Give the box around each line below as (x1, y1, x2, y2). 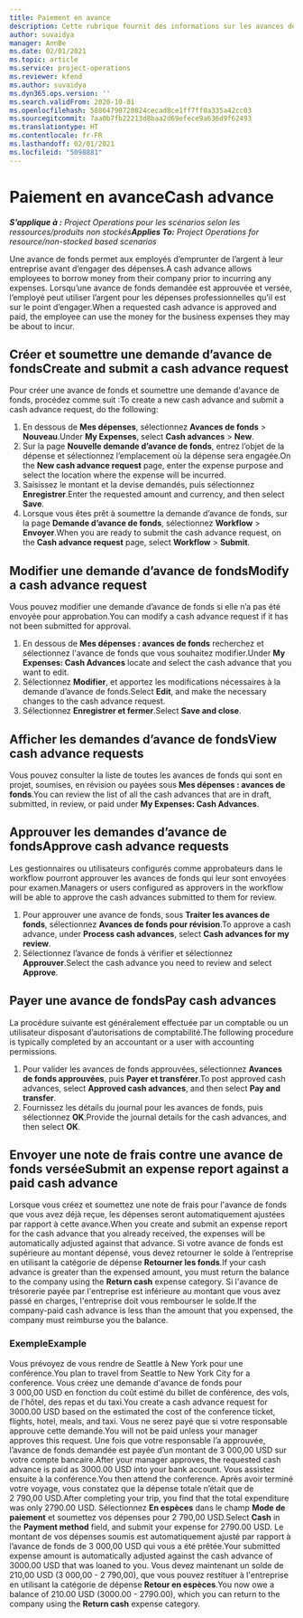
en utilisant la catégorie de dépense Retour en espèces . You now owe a (9, 1579, 275, 1590)
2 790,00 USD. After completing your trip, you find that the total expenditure (9, 1492, 289, 1503)
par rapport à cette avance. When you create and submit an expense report (9, 1218, 289, 1230)
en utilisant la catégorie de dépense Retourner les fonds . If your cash (9, 1257, 267, 1268)
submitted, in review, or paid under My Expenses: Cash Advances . (9, 799, 260, 809)
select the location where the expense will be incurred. (22, 469, 227, 480)
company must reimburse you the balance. (9, 1315, 169, 1326)
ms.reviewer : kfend (9, 72, 83, 81)
